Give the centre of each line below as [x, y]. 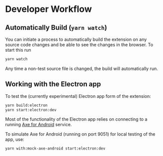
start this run [18, 50]
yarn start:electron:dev [31, 110]
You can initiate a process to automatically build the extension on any [76, 39]
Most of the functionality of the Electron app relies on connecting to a [76, 119]
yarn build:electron [27, 105]
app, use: [15, 140]
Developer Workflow [48, 9]
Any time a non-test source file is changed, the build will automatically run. [81, 69]
